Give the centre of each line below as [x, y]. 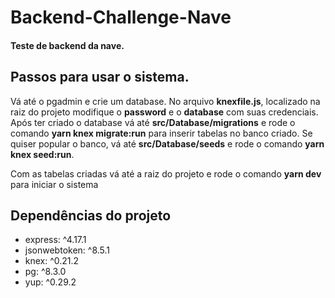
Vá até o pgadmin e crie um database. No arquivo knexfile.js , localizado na [165, 101]
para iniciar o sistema [54, 184]
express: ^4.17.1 [55, 240]
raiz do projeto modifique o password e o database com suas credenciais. [164, 112]
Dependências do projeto [91, 215]
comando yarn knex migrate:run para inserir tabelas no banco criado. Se [161, 133]
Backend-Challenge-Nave [121, 17]
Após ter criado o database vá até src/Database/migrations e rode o [153, 122]
